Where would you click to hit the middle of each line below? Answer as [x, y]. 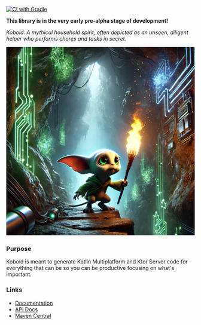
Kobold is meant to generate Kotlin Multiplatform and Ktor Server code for [97, 262]
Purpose [19, 249]
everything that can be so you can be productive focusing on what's [90, 268]
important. [19, 274]
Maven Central [33, 315]
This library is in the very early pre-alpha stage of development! [87, 21]
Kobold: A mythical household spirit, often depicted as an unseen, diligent [97, 32]
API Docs [26, 309]
